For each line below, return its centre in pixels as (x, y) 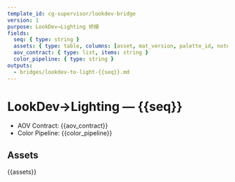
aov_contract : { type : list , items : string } (81, 53)
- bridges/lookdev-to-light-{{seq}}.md (72, 72)
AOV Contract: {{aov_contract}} (63, 126)
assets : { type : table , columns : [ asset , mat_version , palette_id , (114, 46)
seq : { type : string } (47, 40)
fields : (19, 33)
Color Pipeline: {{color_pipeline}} (65, 133)
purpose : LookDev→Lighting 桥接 (53, 26)
